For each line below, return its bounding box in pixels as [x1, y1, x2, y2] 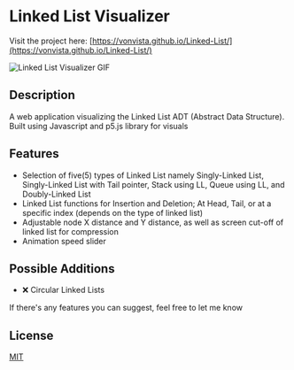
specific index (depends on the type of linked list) [21, 207, 204, 218]
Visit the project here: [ [9, 35, 93, 46]
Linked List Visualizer [9, 6, 171, 27]
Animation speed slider [21, 235, 106, 246]
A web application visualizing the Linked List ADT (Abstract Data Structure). [9, 111, 285, 121]
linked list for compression [21, 226, 120, 236]
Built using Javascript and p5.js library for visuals [9, 120, 189, 131]
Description [9, 88, 75, 103]
